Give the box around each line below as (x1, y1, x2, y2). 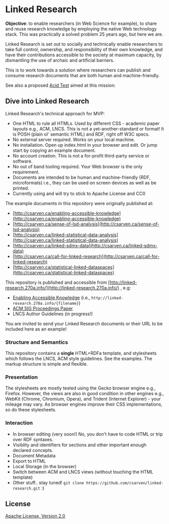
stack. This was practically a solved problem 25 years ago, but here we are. (5, 31, 163, 37)
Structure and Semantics (5, 339, 69, 346)
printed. (12, 185, 29, 191)
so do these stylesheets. (5, 407, 57, 413)
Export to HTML (12, 458, 46, 464)
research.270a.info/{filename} (12, 301, 79, 306)
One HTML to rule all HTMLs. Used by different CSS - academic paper (12, 120, 160, 126)
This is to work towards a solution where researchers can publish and (5, 67, 151, 73)
